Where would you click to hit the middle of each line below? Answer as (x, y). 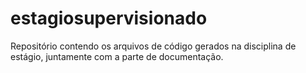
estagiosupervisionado (109, 18)
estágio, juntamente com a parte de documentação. (117, 56)
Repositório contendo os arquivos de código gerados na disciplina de (153, 46)
